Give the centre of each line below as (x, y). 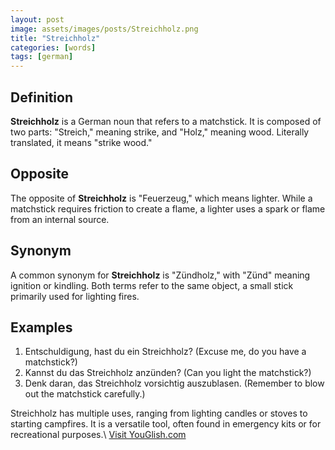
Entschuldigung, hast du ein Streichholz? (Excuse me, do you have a (165, 352)
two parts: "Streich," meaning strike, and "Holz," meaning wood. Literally (160, 132)
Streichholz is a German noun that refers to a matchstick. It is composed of (166, 121)
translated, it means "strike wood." (81, 142)
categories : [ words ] (53, 47)
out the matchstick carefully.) (85, 394)
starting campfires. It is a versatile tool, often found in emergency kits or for (166, 424)
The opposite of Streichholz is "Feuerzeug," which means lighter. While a (161, 198)
